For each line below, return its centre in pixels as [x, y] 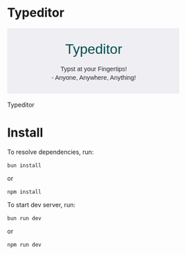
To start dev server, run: [41, 204]
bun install [24, 165]
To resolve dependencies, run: [50, 152]
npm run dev [24, 245]
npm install [24, 192]
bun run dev [24, 218]
